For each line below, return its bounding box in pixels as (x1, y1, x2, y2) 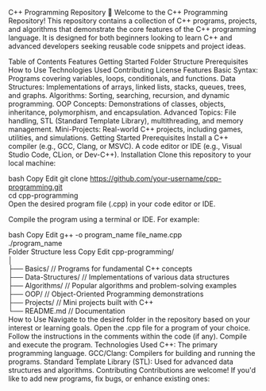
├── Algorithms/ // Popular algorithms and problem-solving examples (8, 281, 237, 290)
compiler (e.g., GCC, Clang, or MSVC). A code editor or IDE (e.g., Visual (8, 142, 242, 151)
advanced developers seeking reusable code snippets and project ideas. (8, 41, 246, 51)
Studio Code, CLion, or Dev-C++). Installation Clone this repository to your (8, 150, 252, 159)
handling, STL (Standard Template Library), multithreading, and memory (8, 116, 244, 125)
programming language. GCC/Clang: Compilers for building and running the (8, 349, 256, 358)
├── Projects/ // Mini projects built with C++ (8, 298, 154, 307)
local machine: (8, 158, 56, 167)
